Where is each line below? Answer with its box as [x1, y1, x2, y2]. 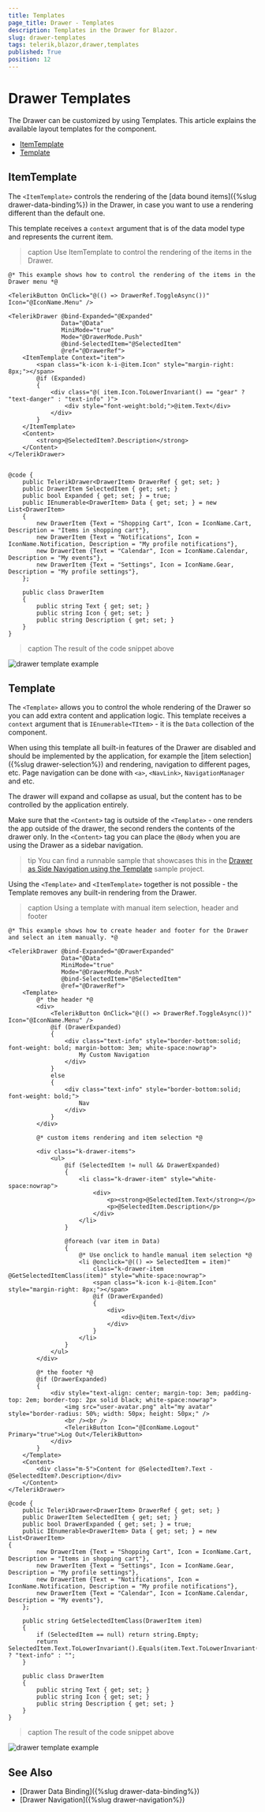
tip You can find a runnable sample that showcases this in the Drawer [27, 856, 253, 865]
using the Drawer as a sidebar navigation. [8, 841, 144, 850]
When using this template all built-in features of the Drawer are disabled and [8, 743, 256, 753]
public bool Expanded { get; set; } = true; [22, 491, 171, 499]
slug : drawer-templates [8, 33, 87, 42]
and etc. [8, 776, 35, 786]
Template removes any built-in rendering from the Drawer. [8, 888, 197, 898]
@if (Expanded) [36, 374, 87, 383]
